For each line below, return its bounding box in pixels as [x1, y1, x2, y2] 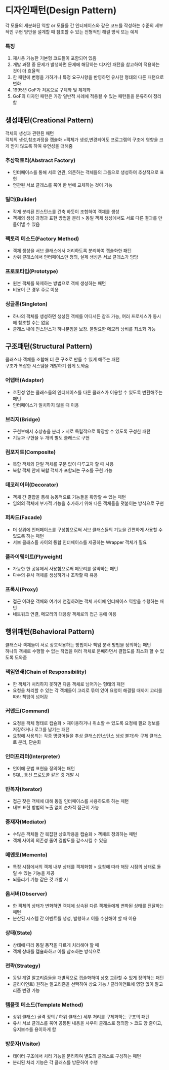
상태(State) [5, 929, 32, 937]
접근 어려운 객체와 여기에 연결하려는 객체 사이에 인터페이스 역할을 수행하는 [12, 598, 159, 604]
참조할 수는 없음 [18, 319, 50, 325]
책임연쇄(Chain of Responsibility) [5, 668, 87, 675]
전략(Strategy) [5, 962, 40, 969]
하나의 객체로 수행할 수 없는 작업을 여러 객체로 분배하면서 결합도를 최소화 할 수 [5, 648, 159, 654]
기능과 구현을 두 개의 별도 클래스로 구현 [12, 434, 90, 440]
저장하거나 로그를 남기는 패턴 [12, 726, 70, 732]
